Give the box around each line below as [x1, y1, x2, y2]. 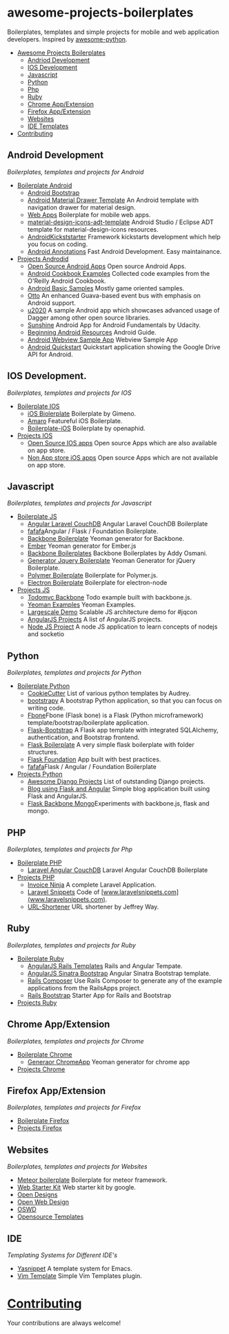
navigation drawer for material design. [27, 203, 136, 212]
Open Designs [17, 1191, 58, 1199]
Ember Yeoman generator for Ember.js [27, 541, 137, 550]
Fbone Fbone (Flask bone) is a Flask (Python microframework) [27, 711, 203, 720]
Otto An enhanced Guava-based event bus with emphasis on [27, 291, 201, 299]
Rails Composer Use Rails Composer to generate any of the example [27, 976, 223, 985]
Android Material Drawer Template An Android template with [27, 196, 199, 204]
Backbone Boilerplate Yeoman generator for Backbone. [27, 535, 185, 543]
